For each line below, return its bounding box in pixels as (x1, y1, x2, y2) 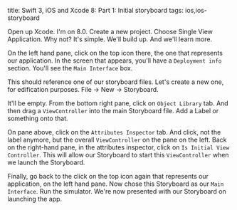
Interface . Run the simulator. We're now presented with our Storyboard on (7, 187, 226, 195)
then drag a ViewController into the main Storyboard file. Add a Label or (7, 107, 219, 115)
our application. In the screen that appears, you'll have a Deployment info (7, 56, 222, 65)
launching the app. (7, 195, 63, 203)
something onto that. (7, 114, 69, 122)
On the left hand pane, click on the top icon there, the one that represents (7, 49, 223, 57)
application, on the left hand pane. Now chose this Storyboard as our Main (7, 179, 224, 188)
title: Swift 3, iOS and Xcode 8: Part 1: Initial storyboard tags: (7, 6, 184, 14)
